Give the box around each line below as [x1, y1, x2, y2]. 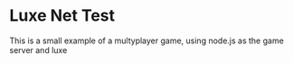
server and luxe [9, 44, 68, 55]
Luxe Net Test [9, 5, 116, 26]
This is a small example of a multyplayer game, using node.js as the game [9, 35, 285, 46]
